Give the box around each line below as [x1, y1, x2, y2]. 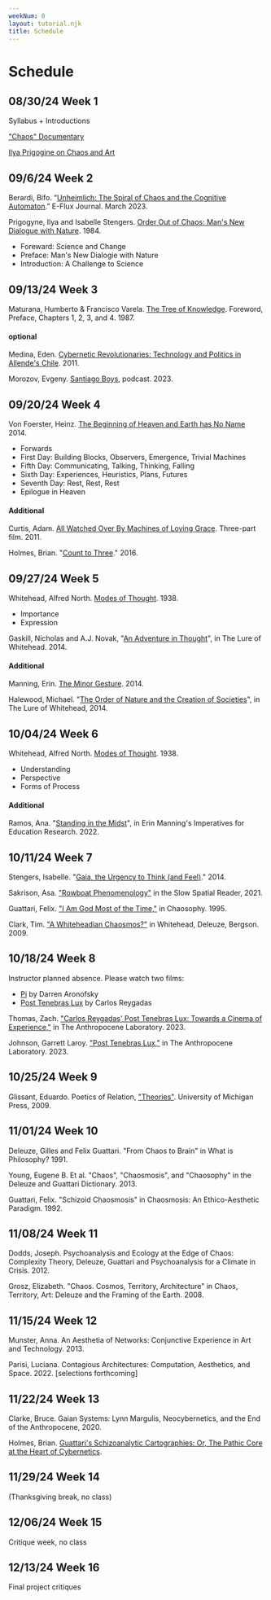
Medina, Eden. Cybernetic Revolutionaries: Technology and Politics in [8, 349, 242, 359]
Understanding [20, 765, 71, 774]
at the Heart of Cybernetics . [8, 1446, 103, 1456]
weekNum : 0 [8, 11, 46, 20]
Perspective [20, 773, 61, 782]
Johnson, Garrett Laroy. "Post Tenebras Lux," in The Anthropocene [8, 1037, 234, 1047]
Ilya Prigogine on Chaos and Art [8, 147, 116, 157]
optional [8, 331, 37, 341]
